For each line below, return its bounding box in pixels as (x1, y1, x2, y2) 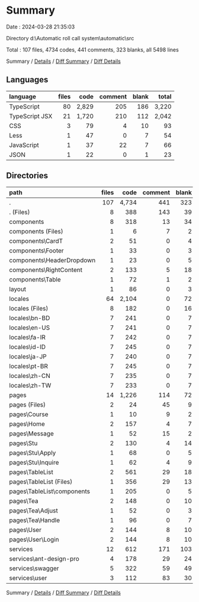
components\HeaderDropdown (9, 256, 96, 264)
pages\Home (9, 420, 46, 428)
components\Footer (9, 246, 64, 255)
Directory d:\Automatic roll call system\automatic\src (6, 34, 134, 41)
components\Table (9, 275, 61, 283)
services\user (9, 574, 47, 582)
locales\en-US (9, 324, 50, 332)
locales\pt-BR (9, 362, 49, 370)
